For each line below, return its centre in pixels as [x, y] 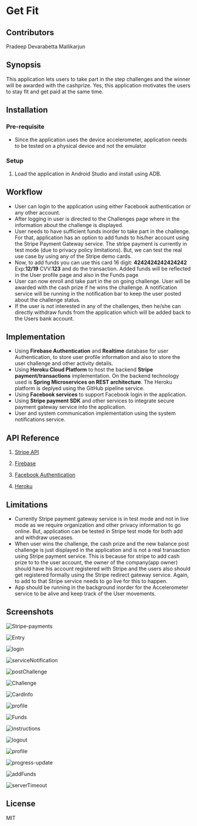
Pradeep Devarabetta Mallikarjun [46, 46]
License [21, 804]
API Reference [33, 438]
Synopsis [23, 65]
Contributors [30, 33]
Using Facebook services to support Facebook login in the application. [101, 395]
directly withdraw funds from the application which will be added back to [103, 312]
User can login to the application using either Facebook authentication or [103, 206]
